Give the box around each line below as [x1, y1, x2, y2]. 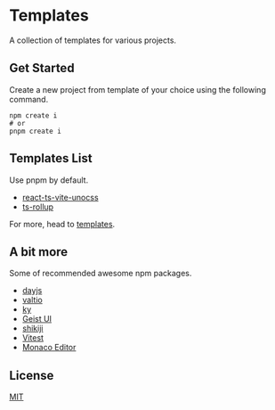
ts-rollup [21, 201, 54, 212]
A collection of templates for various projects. [9, 35, 176, 45]
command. [9, 94, 49, 104]
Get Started [9, 61, 75, 76]
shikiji [21, 323, 44, 334]
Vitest [21, 332, 44, 343]
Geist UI [21, 314, 52, 324]
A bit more [9, 244, 69, 259]
